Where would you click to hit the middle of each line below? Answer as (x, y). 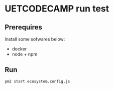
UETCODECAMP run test (57, 9)
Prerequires (24, 27)
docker (19, 49)
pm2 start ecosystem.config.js (37, 81)
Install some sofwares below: (35, 39)
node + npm (25, 54)
